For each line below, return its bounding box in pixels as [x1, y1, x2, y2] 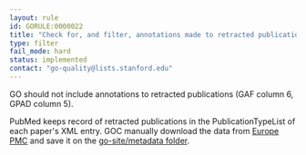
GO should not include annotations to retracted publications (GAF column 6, [9, 88, 294, 100]
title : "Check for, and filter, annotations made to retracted [9, 30, 255, 39]
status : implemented [9, 55, 88, 64]
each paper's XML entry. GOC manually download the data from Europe [9, 125, 280, 136]
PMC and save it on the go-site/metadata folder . [9, 135, 190, 146]
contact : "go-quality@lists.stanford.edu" [9, 64, 173, 73]
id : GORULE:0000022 [9, 22, 84, 31]
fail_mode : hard [9, 47, 71, 56]
